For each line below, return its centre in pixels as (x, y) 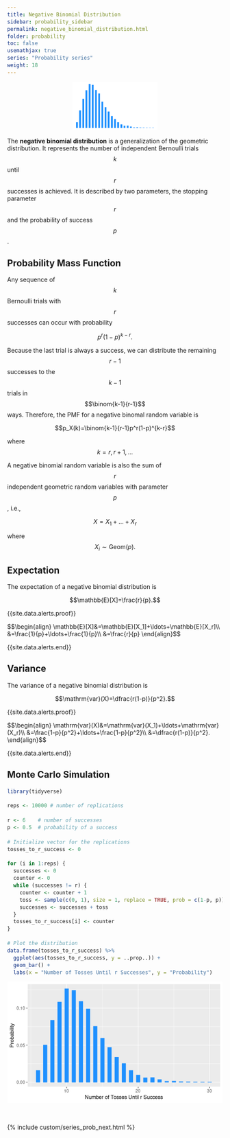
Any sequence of (31, 279)
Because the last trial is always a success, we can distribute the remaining (112, 350)
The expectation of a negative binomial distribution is (82, 587)
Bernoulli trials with (34, 301)
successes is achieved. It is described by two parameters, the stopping (107, 191)
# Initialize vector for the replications (68, 842)
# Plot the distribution (42, 944)
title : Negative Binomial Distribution (64, 14)
